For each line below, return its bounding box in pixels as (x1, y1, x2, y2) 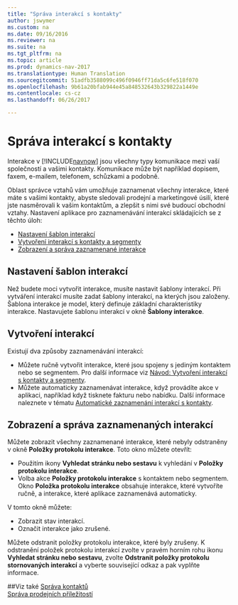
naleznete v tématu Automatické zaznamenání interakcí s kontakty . (17, 398, 214, 406)
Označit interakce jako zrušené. (17, 525, 111, 533)
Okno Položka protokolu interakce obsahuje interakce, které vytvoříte (17, 482, 224, 490)
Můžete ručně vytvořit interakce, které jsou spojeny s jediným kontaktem (17, 360, 231, 369)
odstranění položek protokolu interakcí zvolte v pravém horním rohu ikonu (7, 546, 224, 554)
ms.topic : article (7, 57, 62, 64)
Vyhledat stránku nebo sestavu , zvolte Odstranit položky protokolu (7, 553, 210, 562)
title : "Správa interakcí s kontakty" (7, 10, 122, 18)
